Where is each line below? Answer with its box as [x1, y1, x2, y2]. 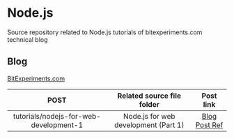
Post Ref [195, 120, 224, 130]
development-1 [31, 120, 84, 130]
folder [139, 99, 160, 109]
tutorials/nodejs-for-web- [13, 111, 101, 121]
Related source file [117, 91, 181, 101]
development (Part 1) [114, 120, 185, 130]
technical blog [7, 35, 48, 43]
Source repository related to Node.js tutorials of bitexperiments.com [7, 28, 203, 36]
